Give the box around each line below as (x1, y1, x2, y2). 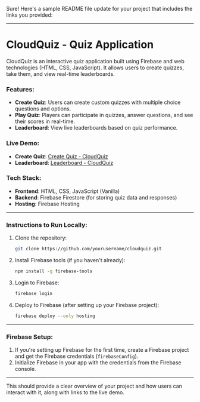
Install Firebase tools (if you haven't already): (14, 257, 126, 263)
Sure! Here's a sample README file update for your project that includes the (6, 5, 193, 12)
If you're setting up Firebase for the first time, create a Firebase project (14, 346, 189, 353)
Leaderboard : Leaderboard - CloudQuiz (14, 159, 114, 166)
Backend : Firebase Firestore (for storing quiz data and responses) (14, 194, 177, 201)
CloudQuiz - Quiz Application (6, 38, 154, 51)
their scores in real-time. (14, 118, 76, 125)
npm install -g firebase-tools (14, 268, 93, 274)
